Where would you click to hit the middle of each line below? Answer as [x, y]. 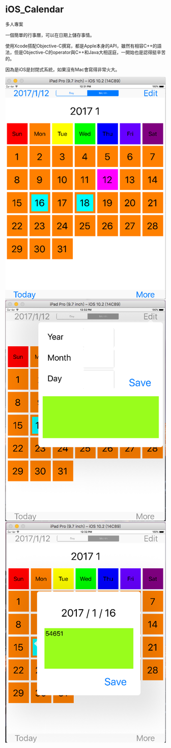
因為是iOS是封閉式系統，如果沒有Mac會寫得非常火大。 [63, 69]
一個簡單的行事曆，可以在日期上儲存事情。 [50, 35]
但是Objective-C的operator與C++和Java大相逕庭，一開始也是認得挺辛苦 [90, 52]
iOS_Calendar [35, 9]
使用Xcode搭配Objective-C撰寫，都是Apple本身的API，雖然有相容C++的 [81, 46]
